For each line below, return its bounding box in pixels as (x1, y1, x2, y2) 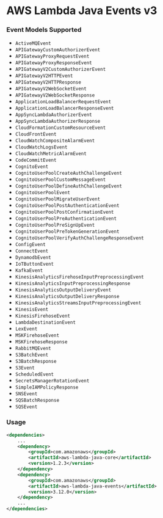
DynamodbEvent (15, 255, 51, 261)
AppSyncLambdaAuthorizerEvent (15, 112, 93, 118)
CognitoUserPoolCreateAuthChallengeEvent (15, 170, 122, 177)
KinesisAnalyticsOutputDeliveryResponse (15, 294, 120, 300)
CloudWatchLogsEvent (15, 144, 68, 150)
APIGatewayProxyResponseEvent (15, 60, 93, 66)
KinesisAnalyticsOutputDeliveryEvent (15, 287, 112, 293)
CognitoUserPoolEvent (15, 190, 70, 196)
